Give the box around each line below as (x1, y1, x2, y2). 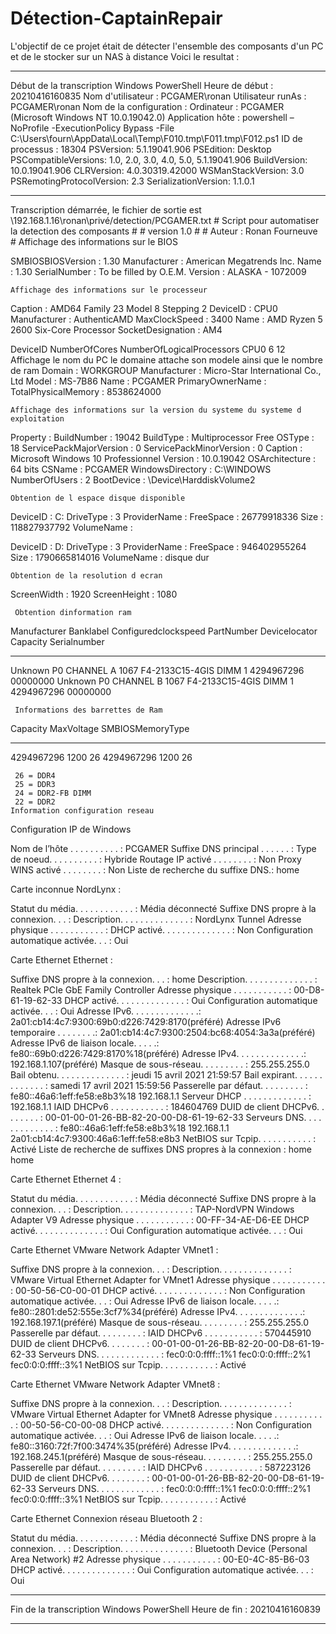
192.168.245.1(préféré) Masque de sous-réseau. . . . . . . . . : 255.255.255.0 (10, 1450, 313, 1462)
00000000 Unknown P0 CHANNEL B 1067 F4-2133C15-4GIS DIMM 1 (10, 675, 295, 687)
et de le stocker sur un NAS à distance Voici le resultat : (10, 50, 240, 62)
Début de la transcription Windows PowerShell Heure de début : (10, 79, 274, 91)
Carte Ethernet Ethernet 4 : (10, 1173, 122, 1185)
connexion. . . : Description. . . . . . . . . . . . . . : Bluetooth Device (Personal (10, 1542, 308, 1554)
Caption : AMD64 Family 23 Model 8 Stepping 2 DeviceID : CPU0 (10, 302, 278, 314)
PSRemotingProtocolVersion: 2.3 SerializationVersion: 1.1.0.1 (10, 175, 255, 187)
